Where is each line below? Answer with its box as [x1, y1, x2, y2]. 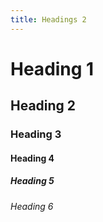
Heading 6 [10, 200, 54, 212]
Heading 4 [10, 152, 55, 164]
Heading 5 [10, 175, 55, 187]
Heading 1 [10, 57, 95, 80]
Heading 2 [10, 97, 77, 115]
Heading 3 [10, 127, 62, 141]
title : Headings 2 [10, 14, 87, 25]
